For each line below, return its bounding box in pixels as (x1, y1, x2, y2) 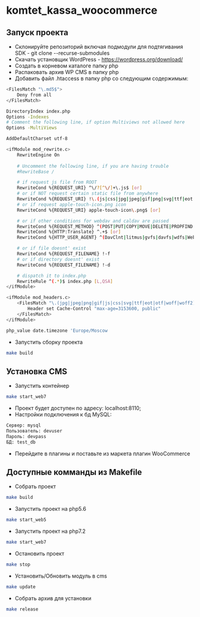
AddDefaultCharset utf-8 (6, 135, 68, 142)
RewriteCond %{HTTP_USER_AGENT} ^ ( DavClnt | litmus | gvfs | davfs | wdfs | (17, 235, 187, 240)
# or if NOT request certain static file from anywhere (17, 190, 159, 197)
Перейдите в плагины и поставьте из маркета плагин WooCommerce (14, 450, 190, 457)
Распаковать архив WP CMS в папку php (14, 69, 119, 75)
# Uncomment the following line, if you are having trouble (17, 163, 169, 169)
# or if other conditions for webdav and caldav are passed (17, 218, 169, 224)
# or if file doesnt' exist (17, 245, 86, 251)
